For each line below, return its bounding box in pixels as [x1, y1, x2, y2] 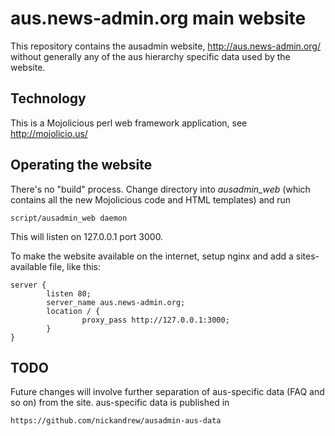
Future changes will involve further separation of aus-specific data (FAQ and [10, 386, 325, 398]
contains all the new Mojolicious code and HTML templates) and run [10, 193, 292, 206]
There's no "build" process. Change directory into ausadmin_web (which [10, 183, 311, 195]
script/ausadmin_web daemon [10, 213, 128, 223]
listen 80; [46, 288, 92, 299]
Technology [10, 90, 87, 107]
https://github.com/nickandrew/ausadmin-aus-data [10, 416, 222, 426]
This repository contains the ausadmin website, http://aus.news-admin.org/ [10, 40, 321, 52]
